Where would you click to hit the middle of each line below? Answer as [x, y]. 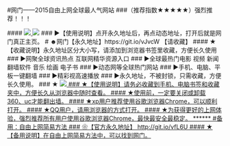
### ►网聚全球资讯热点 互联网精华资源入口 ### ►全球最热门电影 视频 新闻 [113, 59]
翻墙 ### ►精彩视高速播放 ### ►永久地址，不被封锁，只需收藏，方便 [123, 76]
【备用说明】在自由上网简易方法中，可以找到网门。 [79, 135]
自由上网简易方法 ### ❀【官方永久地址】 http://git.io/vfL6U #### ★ [116, 127]
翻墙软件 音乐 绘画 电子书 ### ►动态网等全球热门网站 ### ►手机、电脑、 [111, 67]
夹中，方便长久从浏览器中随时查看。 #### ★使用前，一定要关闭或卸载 [106, 93]
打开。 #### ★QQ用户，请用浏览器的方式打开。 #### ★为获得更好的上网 [112, 110]
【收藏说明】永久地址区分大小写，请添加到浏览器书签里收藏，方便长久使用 [112, 50]
